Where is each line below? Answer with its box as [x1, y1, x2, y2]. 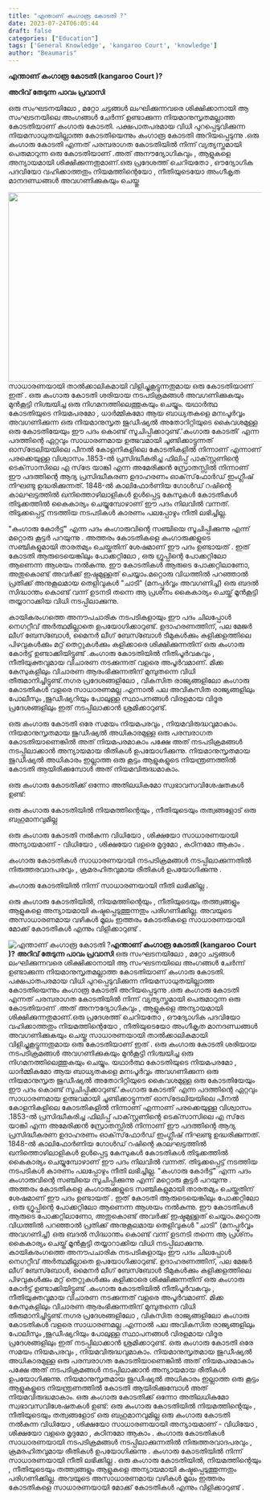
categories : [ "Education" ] [8, 34, 99, 43]
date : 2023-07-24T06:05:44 [8, 19, 99, 27]
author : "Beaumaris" [8, 49, 78, 57]
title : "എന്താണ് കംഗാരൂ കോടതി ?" [8, 11, 128, 20]
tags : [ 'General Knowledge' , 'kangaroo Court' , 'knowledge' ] [8, 42, 218, 50]
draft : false [8, 27, 52, 35]
